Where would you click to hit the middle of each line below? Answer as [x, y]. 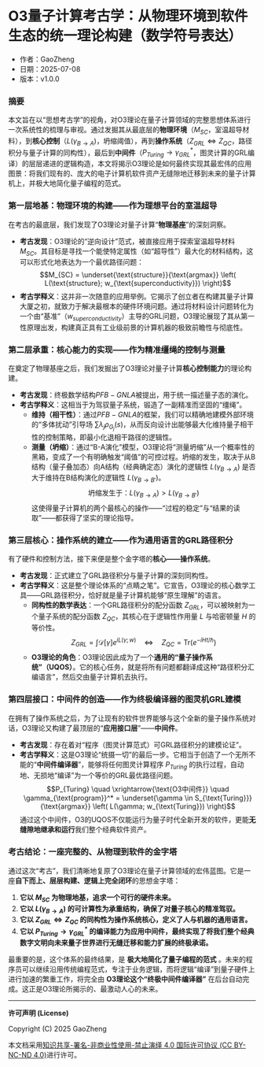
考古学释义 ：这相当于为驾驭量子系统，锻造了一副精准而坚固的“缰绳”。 [133, 405]
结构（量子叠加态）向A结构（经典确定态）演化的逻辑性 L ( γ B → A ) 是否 [143, 467]
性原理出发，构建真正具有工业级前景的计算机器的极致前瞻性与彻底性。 [133, 328]
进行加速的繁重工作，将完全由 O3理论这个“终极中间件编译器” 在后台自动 [125, 979]
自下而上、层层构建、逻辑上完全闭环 [73, 880]
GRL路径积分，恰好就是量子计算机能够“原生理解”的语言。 [133, 595]
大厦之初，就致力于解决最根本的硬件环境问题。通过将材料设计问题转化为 [136, 306]
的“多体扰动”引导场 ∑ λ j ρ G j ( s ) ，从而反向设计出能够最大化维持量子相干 [142, 426]
